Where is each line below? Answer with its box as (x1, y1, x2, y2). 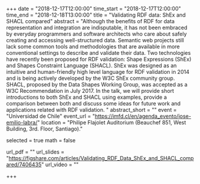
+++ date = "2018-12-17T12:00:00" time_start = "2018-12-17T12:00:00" (6, 5, 181, 12)
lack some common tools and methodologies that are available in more (6, 43, 180, 50)
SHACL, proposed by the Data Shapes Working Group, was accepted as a (6, 81, 188, 88)
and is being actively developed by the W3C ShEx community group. (6, 74, 175, 82)
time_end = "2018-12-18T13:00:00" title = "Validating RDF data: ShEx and (6, 11, 186, 18)
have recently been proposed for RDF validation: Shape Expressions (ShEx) (6, 56, 192, 63)
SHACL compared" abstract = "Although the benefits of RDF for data (6, 18, 175, 24)
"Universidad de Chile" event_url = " (6, 113, 96, 120)
